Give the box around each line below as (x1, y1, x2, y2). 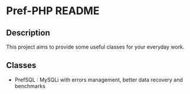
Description (6, 28, 50, 38)
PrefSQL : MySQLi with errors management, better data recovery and (14, 76, 183, 83)
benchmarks (14, 82, 45, 89)
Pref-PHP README (6, 4, 100, 18)
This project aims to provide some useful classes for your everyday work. (6, 43, 185, 50)
